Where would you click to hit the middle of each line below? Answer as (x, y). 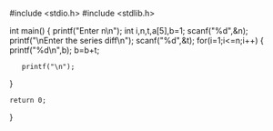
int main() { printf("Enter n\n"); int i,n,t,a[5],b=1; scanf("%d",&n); (129, 30)
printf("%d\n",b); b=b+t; (55, 50)
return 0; (28, 100)
